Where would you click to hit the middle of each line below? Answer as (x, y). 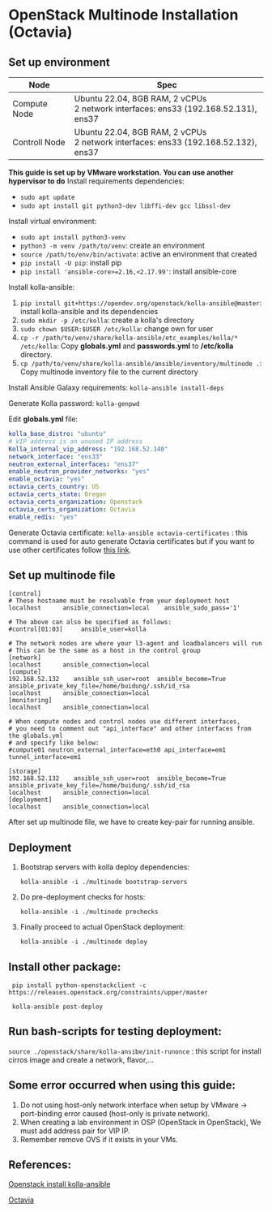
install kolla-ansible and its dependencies (89, 311)
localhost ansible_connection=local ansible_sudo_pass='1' (125, 608)
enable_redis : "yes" (43, 517)
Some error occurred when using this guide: (122, 1085)
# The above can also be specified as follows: (90, 623)
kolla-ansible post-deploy (57, 1007)
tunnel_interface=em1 (45, 757)
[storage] (25, 772)
